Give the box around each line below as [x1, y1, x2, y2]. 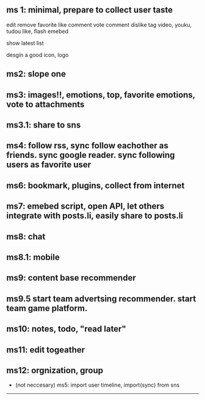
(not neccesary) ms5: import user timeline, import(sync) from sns [15, 381, 180, 389]
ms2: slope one [6, 69, 66, 79]
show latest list [6, 39, 44, 46]
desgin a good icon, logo [6, 51, 69, 59]
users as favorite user [6, 160, 92, 170]
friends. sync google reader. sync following [6, 150, 175, 160]
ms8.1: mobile [6, 252, 60, 262]
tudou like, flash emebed [6, 27, 69, 35]
